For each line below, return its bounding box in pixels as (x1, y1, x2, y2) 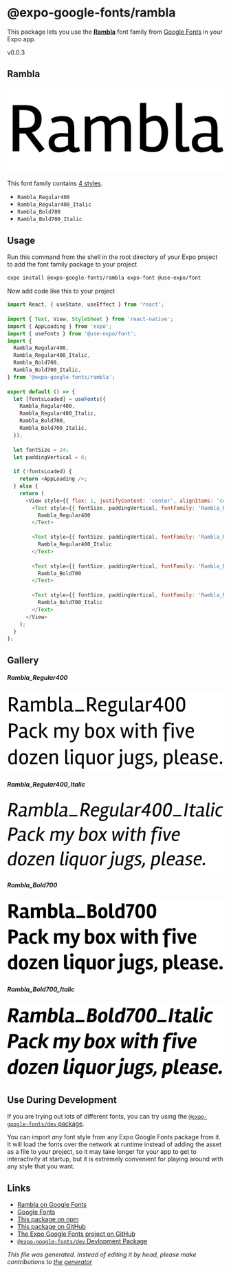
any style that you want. (7, 1162, 76, 1170)
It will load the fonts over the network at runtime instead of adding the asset (7, 1140, 222, 1148)
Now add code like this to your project (7, 287, 115, 296)
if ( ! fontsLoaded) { (13, 468, 72, 475)
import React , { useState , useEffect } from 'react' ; (7, 301, 165, 308)
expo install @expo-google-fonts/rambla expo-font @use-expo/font (7, 274, 201, 282)
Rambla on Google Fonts (16, 1201, 87, 1209)
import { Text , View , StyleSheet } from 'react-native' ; (7, 315, 174, 322)
